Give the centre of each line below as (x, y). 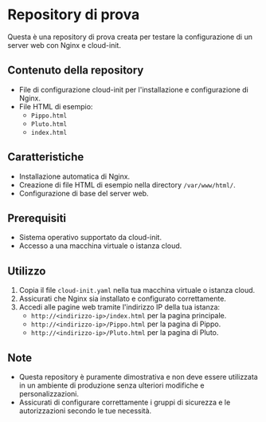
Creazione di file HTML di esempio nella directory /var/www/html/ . (127, 184)
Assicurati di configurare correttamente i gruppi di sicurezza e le (125, 402)
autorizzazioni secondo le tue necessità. (85, 411)
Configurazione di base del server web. (84, 193)
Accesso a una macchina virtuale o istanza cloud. (100, 246)
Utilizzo (27, 271)
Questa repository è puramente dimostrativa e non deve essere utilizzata (138, 377)
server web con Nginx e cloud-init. (64, 45)
